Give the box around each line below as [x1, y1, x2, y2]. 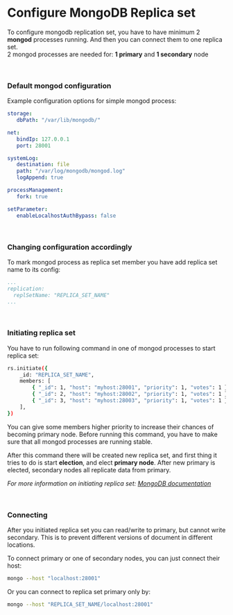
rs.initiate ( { [7, 365, 49, 372]
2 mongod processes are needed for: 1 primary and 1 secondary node [7, 50, 209, 58]
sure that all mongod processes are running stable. [7, 437, 153, 446]
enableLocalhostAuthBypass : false [16, 212, 116, 219]
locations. [7, 541, 35, 549]
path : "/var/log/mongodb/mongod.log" [16, 168, 126, 175]
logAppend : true [16, 174, 64, 182]
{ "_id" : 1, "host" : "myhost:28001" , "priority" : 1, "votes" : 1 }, [32, 384, 231, 391]
